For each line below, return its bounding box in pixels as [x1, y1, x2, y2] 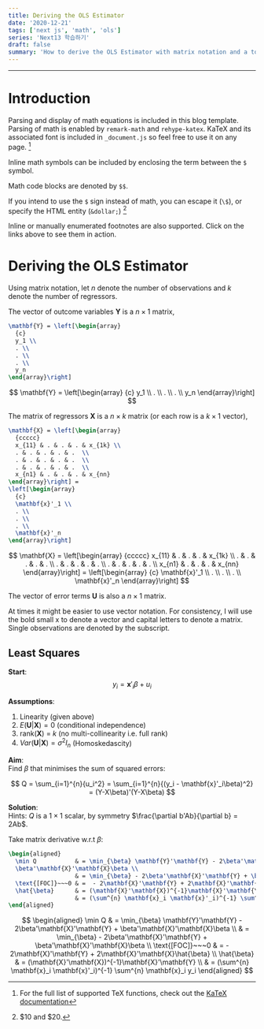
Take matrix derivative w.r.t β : [8, 835, 104, 844]
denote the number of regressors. [8, 292, 118, 301]
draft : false [8, 41, 51, 49]
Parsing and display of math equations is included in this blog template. [8, 115, 240, 125]
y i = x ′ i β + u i [112, 680, 152, 691]
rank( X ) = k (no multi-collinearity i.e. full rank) [19, 729, 168, 738]
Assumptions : [8, 696, 55, 706]
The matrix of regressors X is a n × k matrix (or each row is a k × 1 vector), [8, 412, 248, 421]
